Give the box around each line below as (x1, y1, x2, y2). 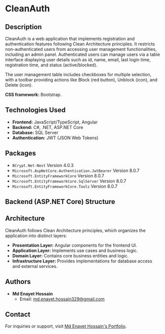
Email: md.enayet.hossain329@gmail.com (19, 296, 105, 302)
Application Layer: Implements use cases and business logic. (12, 248, 138, 253)
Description (5, 23, 42, 31)
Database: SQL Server (12, 129, 59, 135)
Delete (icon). (5, 82, 33, 88)
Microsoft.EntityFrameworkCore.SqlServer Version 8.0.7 (12, 178, 127, 184)
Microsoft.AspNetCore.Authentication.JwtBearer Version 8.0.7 (12, 167, 139, 173)
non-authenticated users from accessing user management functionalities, (5, 46, 157, 52)
